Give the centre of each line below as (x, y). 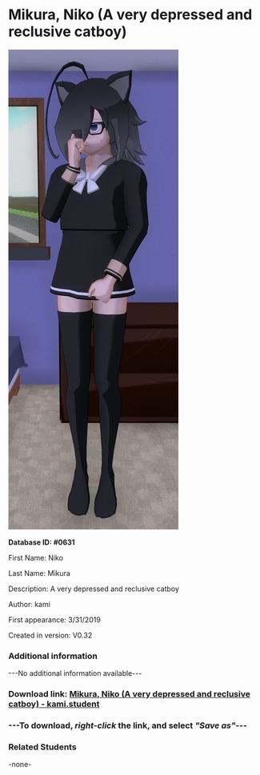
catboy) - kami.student (54, 704)
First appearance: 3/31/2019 (55, 619)
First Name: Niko (36, 557)
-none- (20, 765)
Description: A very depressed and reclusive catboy (94, 589)
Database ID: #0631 (42, 542)
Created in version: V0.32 (50, 635)
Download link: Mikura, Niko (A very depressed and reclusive (129, 694)
